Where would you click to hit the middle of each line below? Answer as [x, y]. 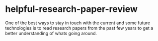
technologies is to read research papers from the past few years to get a [79, 28]
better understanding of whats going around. [51, 33]
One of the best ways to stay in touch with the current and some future [78, 23]
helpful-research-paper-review [71, 9]
